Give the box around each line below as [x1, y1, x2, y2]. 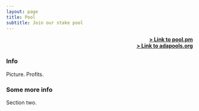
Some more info [6, 85, 53, 94]
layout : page [6, 8, 38, 15]
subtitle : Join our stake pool [6, 20, 84, 26]
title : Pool [6, 14, 36, 20]
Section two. [6, 99, 37, 106]
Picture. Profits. [6, 71, 44, 78]
